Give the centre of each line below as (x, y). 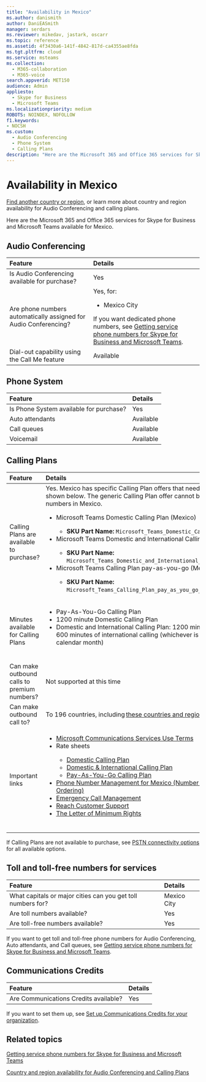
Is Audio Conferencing (42, 274)
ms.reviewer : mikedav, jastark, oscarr (57, 35)
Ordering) (70, 790)
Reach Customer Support (93, 805)
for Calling (24, 634)
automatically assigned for (48, 317)
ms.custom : (20, 132)
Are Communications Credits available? (66, 999)
